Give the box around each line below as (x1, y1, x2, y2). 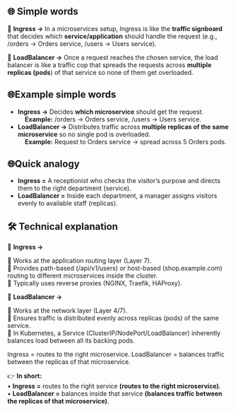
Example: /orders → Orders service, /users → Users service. (24, 114, 202, 123)
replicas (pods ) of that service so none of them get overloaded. (7, 68, 194, 76)
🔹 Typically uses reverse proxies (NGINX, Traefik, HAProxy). (7, 279, 182, 288)
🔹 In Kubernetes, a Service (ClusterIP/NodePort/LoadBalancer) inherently (7, 329, 221, 338)
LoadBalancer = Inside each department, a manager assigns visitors (17, 192, 218, 200)
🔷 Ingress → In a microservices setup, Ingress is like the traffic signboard (7, 24, 223, 33)
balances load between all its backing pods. (7, 336, 136, 345)
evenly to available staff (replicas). (17, 199, 118, 208)
